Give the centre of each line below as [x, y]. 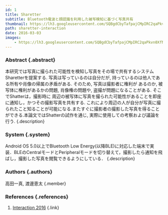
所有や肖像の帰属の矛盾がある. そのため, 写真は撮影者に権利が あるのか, [83, 84]
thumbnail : [16, 24]
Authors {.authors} [29, 172]
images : [13, 38]
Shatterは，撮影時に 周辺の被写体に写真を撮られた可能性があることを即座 [85, 96]
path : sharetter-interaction [35, 28]
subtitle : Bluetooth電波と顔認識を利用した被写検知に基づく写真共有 [69, 19]
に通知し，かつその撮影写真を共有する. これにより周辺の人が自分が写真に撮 [83, 102]
